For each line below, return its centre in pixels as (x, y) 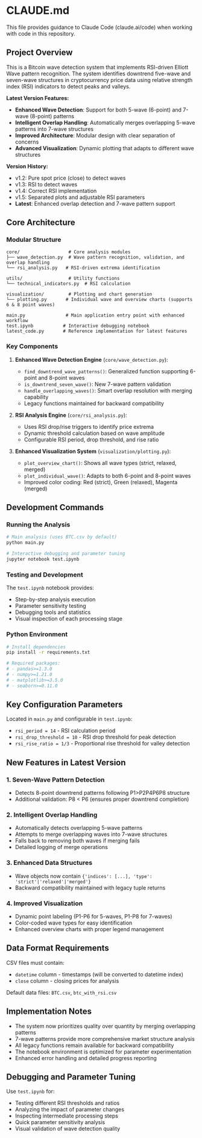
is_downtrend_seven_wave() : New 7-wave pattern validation (97, 384)
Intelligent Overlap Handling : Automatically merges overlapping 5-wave (105, 122)
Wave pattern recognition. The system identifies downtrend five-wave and (99, 74)
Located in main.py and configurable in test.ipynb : (69, 719)
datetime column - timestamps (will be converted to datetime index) (99, 974)
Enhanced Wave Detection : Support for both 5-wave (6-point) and (98, 110)
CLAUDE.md (38, 11)
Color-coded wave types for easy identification (74, 923)
